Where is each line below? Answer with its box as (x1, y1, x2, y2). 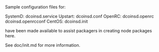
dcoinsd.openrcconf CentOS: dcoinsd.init (5, 19, 88, 24)
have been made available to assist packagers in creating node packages (5, 28, 152, 33)
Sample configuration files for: (5, 4, 66, 10)
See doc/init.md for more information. (5, 42, 80, 48)
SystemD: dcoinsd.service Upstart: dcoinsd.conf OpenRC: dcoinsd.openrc (5, 13, 154, 19)
